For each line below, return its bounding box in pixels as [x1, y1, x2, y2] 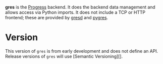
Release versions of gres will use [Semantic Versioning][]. [5, 53, 123, 59]
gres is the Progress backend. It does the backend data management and [5, 4, 156, 10]
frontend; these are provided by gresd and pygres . [5, 15, 108, 20]
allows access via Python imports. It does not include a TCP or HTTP [5, 9, 146, 15]
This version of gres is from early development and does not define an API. [5, 48, 159, 54]
